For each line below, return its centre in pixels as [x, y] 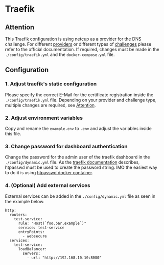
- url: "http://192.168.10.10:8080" [64, 258]
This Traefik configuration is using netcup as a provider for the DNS [73, 39]
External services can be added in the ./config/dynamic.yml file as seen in [80, 196]
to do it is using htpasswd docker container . [49, 173]
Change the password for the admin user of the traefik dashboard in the [78, 157]
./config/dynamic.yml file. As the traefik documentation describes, [72, 162]
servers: [32, 253]
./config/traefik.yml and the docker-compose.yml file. [60, 54]
